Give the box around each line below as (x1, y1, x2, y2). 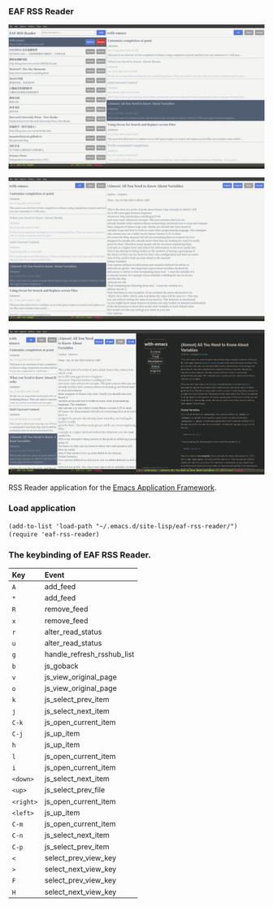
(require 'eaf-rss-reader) (8, 530, 100, 538)
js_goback (44, 661, 79, 670)
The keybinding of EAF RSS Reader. (8, 549, 152, 560)
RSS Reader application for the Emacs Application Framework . (8, 482, 217, 493)
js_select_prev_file (44, 785, 106, 795)
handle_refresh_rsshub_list (44, 649, 135, 659)
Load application (8, 502, 76, 514)
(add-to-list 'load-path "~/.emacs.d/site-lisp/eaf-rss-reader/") (8, 522, 238, 530)
